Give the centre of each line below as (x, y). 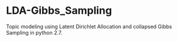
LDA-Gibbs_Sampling (59, 11)
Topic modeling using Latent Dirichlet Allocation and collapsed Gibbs (89, 26)
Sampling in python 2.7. (34, 32)
